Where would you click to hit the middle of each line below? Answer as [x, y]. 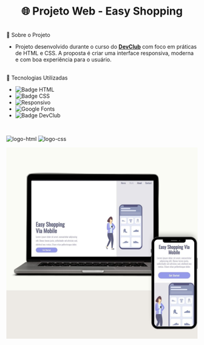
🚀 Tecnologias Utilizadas [37, 78]
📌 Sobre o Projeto [28, 35]
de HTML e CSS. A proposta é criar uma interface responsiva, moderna [104, 53]
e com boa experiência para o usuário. [63, 60]
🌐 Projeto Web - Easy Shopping [102, 11]
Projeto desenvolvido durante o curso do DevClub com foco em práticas [106, 46]
